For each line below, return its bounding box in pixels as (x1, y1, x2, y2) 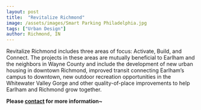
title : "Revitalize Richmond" (6, 14, 85, 20)
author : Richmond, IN (6, 31, 61, 37)
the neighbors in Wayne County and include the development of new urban (6, 61, 193, 68)
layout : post (6, 8, 39, 15)
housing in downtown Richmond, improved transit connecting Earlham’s (6, 67, 185, 74)
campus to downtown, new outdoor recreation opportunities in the (6, 73, 171, 81)
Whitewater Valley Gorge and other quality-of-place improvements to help (6, 79, 190, 87)
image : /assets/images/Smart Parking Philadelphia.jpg (6, 20, 147, 26)
